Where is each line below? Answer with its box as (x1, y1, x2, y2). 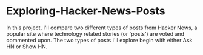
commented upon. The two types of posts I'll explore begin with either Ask (6, 36, 193, 44)
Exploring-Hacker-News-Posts (6, 4, 165, 18)
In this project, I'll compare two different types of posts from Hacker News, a (6, 24, 198, 31)
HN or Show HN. (6, 43, 48, 50)
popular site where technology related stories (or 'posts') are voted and (6, 30, 185, 37)
